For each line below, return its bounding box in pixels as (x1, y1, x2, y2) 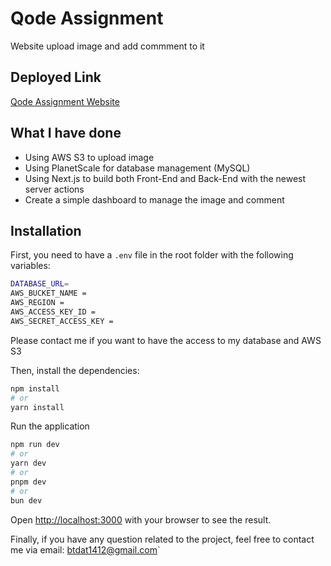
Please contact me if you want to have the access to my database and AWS (10, 334, 322, 346)
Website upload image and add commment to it (10, 40, 205, 52)
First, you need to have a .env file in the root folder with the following (10, 249, 294, 261)
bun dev (10, 495, 43, 506)
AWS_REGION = (10, 298, 65, 308)
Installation (10, 222, 82, 239)
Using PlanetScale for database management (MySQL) (24, 162, 251, 174)
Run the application (10, 420, 90, 432)
